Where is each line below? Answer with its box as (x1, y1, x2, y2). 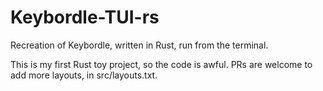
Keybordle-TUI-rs (10, 6, 160, 29)
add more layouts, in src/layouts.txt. (10, 69, 158, 81)
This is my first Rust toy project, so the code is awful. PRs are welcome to (10, 58, 313, 70)
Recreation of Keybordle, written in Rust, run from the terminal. (10, 39, 269, 51)
